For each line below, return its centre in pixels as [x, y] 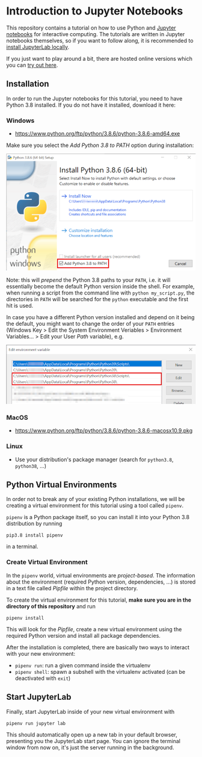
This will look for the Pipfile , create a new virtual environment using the [94, 629]
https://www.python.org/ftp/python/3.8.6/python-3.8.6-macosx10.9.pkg [104, 431]
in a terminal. [22, 547]
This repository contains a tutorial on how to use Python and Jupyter [91, 28]
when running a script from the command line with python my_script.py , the [100, 293]
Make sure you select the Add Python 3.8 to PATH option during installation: [100, 145]
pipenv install [25, 618]
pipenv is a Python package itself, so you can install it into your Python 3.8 [98, 517]
